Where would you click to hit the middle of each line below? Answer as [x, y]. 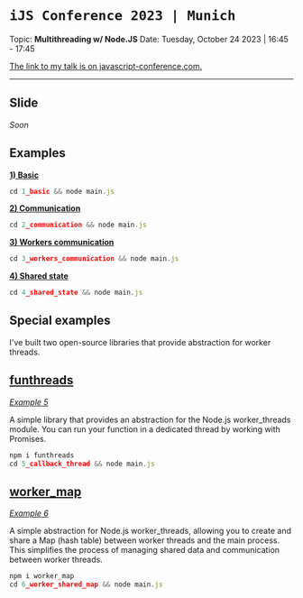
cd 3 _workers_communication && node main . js [94, 259]
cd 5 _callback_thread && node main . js [82, 464]
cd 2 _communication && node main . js [78, 225]
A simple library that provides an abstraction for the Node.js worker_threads [150, 419]
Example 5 [29, 402]
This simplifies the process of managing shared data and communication [145, 550]
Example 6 [29, 513]
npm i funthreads [42, 455]
